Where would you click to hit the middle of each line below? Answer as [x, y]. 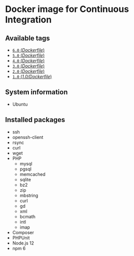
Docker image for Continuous [67, 9]
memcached [33, 174]
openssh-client [28, 137]
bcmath [28, 216]
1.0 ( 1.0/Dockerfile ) [32, 76]
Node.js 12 [23, 243]
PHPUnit [21, 238]
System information [36, 92]
